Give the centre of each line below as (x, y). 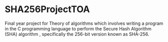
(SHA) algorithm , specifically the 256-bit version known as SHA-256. (77, 34)
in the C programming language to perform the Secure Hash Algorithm (78, 28)
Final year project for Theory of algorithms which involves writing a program (84, 23)
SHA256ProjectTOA (47, 9)
